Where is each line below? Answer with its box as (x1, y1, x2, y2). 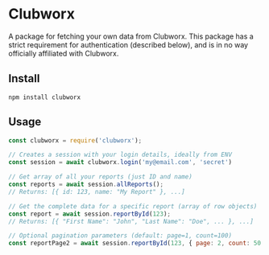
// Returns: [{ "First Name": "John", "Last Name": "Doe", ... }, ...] (8, 217, 254, 225)
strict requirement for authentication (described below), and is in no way (8, 39, 248, 49)
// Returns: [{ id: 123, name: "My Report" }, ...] (8, 187, 185, 195)
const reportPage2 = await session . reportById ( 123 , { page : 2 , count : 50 (8, 239, 262, 248)
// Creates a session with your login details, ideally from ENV (8, 150, 232, 159)
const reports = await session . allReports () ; (8, 180, 163, 189)
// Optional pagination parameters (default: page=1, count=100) (8, 232, 232, 240)
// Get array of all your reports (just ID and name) (8, 173, 193, 181)
